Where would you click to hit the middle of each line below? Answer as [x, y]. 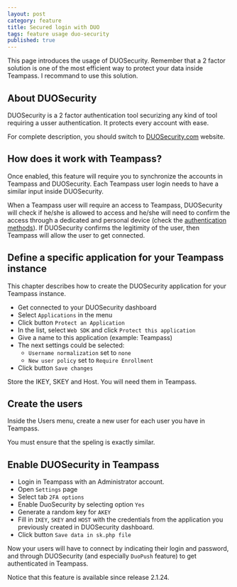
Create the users [45, 404]
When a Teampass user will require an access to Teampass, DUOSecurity [115, 205]
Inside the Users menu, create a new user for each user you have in [106, 421]
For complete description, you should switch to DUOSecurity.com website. [116, 137]
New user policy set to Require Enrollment [91, 360]
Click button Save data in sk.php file [74, 535]
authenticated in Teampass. [48, 564]
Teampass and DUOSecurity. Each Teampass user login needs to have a [113, 184]
